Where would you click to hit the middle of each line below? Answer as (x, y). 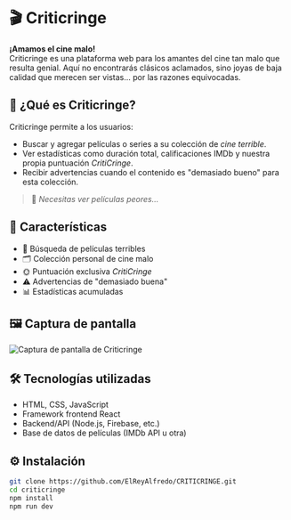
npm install (31, 498)
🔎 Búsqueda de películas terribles (84, 248)
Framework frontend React (71, 414)
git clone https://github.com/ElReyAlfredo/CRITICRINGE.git (123, 482)
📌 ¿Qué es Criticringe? (73, 106)
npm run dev (31, 506)
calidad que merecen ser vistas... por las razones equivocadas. (125, 77)
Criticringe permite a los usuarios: (71, 126)
